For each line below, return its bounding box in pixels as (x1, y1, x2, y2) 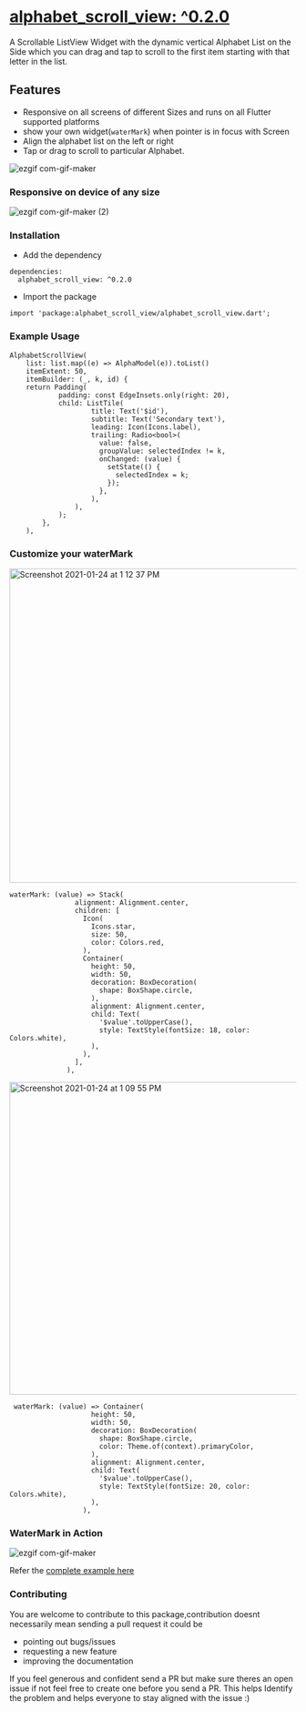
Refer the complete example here (9, 1565, 135, 1576)
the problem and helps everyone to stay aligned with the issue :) (9, 1692, 250, 1703)
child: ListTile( (57, 398, 125, 407)
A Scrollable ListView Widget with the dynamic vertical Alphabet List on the (9, 36, 291, 47)
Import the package (22, 292, 97, 302)
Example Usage (9, 330, 80, 343)
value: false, (98, 438, 153, 447)
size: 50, (90, 929, 128, 939)
